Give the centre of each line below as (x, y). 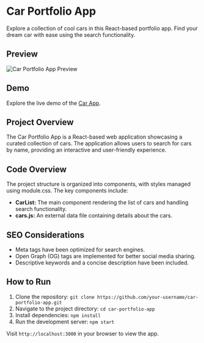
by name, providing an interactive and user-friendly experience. (86, 150)
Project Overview (40, 122)
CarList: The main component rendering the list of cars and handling (102, 202)
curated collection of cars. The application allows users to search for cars (99, 144)
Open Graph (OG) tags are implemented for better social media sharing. (105, 256)
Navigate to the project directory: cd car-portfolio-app (85, 309)
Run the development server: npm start (65, 322)
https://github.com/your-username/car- (148, 297)
